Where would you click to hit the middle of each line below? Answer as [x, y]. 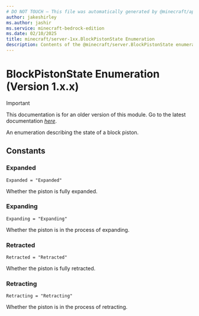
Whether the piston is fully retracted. [51, 269]
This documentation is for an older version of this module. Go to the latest [96, 114]
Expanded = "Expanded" [34, 180]
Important [18, 103]
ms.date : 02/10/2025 [32, 34]
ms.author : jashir [29, 23]
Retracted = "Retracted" [37, 258]
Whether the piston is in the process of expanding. [68, 229]
